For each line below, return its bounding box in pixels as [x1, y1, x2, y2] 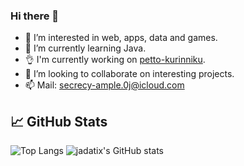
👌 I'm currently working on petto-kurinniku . [24, 54, 206, 66]
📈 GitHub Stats [10, 113, 108, 130]
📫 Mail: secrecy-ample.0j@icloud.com [24, 79, 185, 91]
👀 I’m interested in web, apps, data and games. [24, 32, 218, 44]
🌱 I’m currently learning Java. [24, 42, 147, 54]
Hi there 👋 [10, 9, 60, 23]
